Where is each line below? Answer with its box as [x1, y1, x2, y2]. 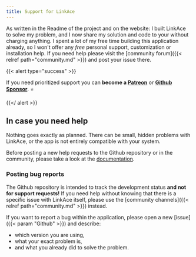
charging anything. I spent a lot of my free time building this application [6, 37, 179, 44]
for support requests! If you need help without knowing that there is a [6, 189, 177, 197]
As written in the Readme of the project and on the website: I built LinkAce [6, 25, 187, 32]
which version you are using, [14, 231, 85, 238]
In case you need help [6, 116, 88, 126]
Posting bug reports [6, 170, 65, 178]
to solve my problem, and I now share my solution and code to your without [6, 31, 189, 38]
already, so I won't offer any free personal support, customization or [6, 44, 172, 51]
